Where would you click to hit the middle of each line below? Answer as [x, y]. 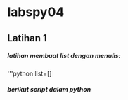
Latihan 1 [27, 38]
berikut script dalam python [49, 90]
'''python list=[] [30, 73]
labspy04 [36, 12]
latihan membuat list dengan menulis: [64, 56]
